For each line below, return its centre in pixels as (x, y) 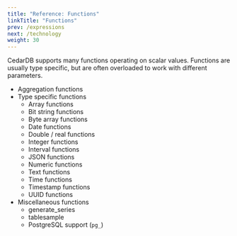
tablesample (46, 218)
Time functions (50, 180)
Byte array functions (58, 119)
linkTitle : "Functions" (42, 21)
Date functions (50, 127)
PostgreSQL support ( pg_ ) (66, 225)
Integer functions (53, 142)
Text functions (49, 172)
